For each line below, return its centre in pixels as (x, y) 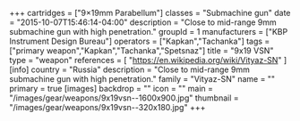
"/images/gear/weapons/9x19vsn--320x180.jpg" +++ (107, 107)
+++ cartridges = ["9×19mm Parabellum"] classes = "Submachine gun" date (150, 13)
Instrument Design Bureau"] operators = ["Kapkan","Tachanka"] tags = (140, 41)
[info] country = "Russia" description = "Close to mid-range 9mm (130, 69)
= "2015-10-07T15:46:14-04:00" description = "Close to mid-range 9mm (143, 22)
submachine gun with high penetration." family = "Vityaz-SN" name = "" (142, 79)
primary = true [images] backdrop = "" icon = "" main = (111, 89)
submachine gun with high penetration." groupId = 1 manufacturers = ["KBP (149, 32)
